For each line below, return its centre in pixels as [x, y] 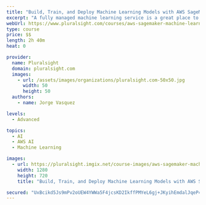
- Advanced [26, 119]
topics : [16, 130]
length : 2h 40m [26, 40]
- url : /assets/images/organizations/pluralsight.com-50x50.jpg [101, 80]
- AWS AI [23, 142]
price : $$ [19, 35]
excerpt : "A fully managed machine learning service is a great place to [103, 18]
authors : [23, 97]
